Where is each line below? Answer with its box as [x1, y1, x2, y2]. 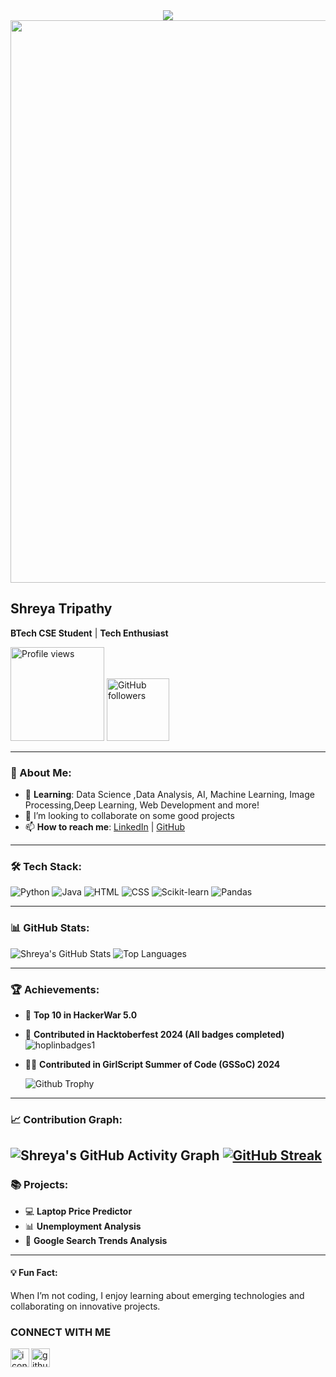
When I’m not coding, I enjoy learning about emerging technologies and [10, 1289, 305, 1301]
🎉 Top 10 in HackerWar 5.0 [24, 1009, 138, 1021]
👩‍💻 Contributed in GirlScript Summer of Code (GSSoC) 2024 [24, 1059, 281, 1070]
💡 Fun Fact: [10, 1267, 58, 1279]
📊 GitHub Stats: [10, 921, 90, 935]
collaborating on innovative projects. [10, 1300, 161, 1312]
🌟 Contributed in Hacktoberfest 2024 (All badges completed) [24, 1029, 285, 1040]
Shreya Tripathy [10, 600, 113, 618]
